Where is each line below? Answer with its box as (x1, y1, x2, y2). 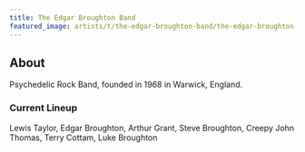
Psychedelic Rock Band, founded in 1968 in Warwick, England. (9, 79, 243, 90)
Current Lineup (9, 101, 78, 114)
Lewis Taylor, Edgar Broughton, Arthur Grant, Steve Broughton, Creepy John (9, 122, 295, 133)
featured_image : (9, 22, 71, 31)
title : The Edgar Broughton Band (9, 13, 136, 23)
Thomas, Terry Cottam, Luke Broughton (9, 132, 158, 143)
